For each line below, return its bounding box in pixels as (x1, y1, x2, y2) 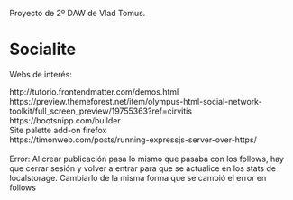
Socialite (9, 40, 77, 59)
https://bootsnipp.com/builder (9, 114, 121, 125)
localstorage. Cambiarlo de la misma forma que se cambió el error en (9, 172, 267, 183)
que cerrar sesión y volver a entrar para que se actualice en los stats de (9, 162, 277, 174)
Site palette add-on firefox (9, 124, 107, 135)
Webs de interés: (9, 68, 72, 79)
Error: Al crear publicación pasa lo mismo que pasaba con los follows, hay (9, 153, 284, 164)
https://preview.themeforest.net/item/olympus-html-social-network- (9, 95, 263, 106)
